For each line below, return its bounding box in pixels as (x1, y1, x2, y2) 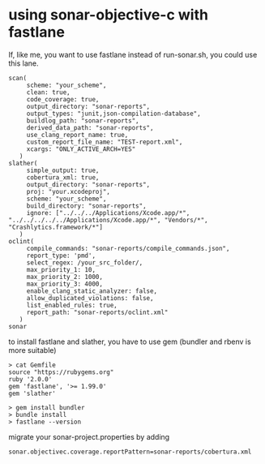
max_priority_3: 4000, (26, 280, 104, 288)
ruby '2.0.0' (8, 375, 53, 383)
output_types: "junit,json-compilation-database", (26, 110, 201, 118)
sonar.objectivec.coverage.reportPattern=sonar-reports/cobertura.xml (8, 448, 252, 456)
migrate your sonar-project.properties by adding (8, 432, 170, 441)
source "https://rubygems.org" (8, 367, 114, 376)
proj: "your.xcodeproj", (26, 187, 111, 195)
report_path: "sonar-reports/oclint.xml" (26, 308, 169, 316)
